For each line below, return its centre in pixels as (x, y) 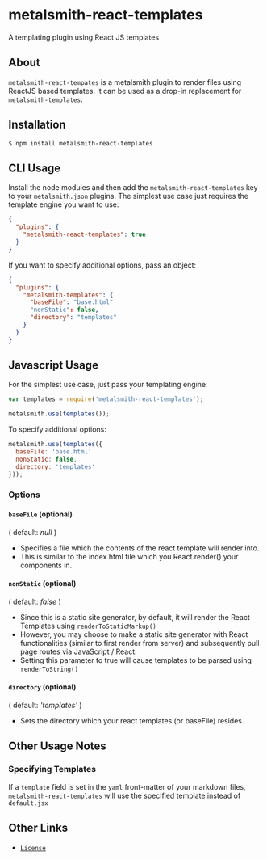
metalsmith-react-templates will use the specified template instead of (125, 795)
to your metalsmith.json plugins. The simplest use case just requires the (128, 196)
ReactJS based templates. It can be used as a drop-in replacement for (125, 91)
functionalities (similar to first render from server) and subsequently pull (140, 643)
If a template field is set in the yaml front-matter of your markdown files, (127, 786)
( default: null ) (33, 532)
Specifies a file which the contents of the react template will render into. (140, 548)
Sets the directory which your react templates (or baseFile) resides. (132, 721)
